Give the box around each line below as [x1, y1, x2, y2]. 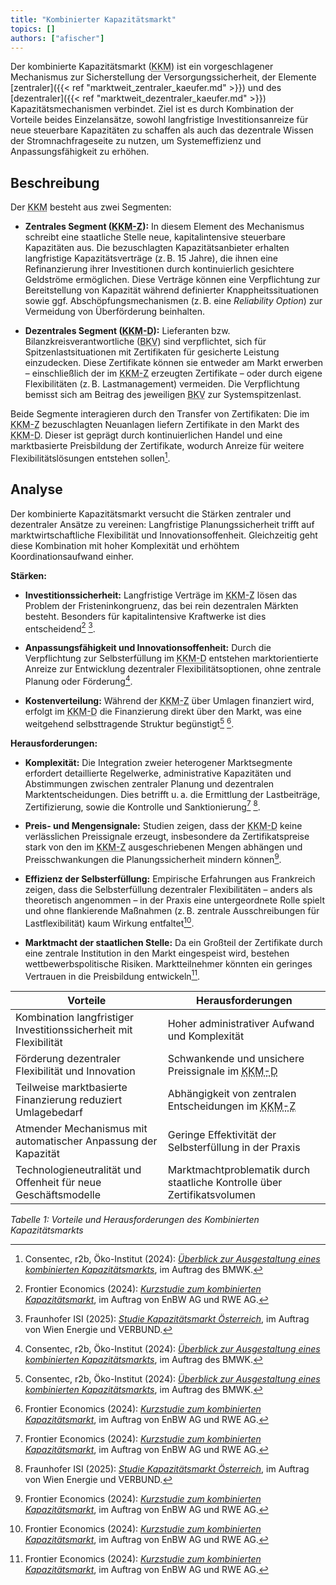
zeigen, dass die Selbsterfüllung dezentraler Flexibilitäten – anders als [24, 883, 313, 895]
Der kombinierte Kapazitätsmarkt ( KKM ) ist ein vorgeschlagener [10, 61, 274, 73]
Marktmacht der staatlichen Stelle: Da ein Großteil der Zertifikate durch [24, 936, 323, 948]
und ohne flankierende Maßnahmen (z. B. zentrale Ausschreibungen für [24, 904, 320, 916]
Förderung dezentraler [15, 1052, 122, 1066]
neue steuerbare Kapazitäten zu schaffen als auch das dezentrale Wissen [10, 124, 314, 136]
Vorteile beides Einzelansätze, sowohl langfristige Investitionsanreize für [10, 114, 309, 126]
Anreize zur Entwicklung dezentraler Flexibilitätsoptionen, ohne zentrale [24, 663, 322, 675]
